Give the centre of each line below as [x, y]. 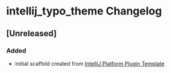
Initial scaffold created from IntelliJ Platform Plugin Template [90, 63]
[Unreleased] [32, 33]
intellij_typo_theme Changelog [84, 11]
